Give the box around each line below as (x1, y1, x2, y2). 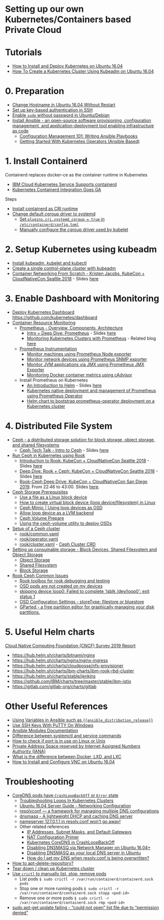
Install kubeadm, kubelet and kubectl (12, 260, 87, 266)
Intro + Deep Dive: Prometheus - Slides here (26, 330, 117, 336)
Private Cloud (5, 25, 62, 35)
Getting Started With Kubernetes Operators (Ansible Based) (19, 139, 140, 145)
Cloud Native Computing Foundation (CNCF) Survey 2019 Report (5, 643, 136, 649)
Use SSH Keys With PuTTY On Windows (12, 722, 94, 728)
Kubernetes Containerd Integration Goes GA (12, 187, 101, 192)
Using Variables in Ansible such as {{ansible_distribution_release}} (12, 717, 153, 723)
